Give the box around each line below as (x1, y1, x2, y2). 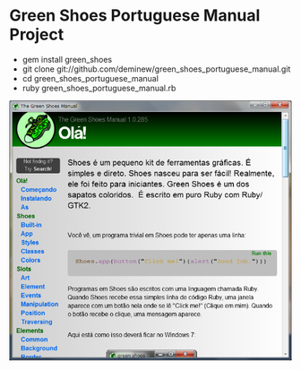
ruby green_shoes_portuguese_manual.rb (21, 82, 176, 93)
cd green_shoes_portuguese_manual (21, 73, 159, 83)
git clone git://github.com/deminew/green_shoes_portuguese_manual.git (21, 64, 291, 74)
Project (9, 24, 64, 45)
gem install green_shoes (21, 54, 113, 65)
